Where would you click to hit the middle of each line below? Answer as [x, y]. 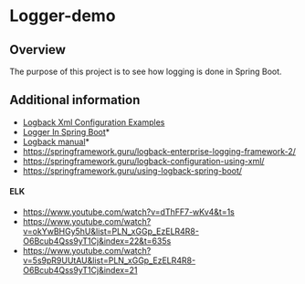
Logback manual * [56, 142]
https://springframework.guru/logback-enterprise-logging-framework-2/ [159, 151]
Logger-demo [63, 16]
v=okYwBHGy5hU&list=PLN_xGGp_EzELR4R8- [110, 231]
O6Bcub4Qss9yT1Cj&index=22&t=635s [97, 241]
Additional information [75, 100]
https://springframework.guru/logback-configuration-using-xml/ [143, 161]
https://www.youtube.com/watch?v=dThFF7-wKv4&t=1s [129, 212]
